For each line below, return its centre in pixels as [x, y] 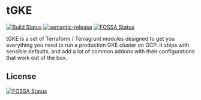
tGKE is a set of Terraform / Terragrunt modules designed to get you [91, 38]
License [21, 76]
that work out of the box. [37, 57]
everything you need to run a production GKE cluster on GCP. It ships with [98, 45]
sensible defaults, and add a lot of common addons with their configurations [100, 51]
